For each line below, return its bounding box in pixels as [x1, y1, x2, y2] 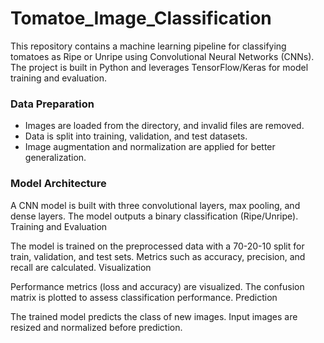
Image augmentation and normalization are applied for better [24, 141, 276, 153]
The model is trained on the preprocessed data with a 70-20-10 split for [10, 240, 305, 252]
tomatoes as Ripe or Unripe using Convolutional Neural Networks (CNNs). [10, 50, 315, 62]
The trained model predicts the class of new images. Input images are [10, 310, 298, 322]
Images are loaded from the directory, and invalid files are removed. [24, 120, 305, 132]
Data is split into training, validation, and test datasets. [24, 130, 248, 142]
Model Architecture [10, 177, 107, 191]
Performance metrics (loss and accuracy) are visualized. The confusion [10, 280, 305, 292]
